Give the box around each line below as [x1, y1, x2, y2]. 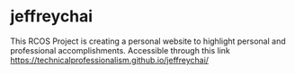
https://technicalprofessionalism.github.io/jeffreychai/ [10, 54, 210, 65]
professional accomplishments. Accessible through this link [10, 45, 230, 55]
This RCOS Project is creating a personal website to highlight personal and [10, 36, 286, 46]
